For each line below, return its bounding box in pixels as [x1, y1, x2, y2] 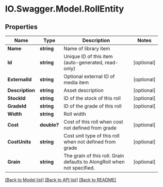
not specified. [64, 165, 95, 171]
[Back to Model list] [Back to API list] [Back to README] [5, 177, 116, 183]
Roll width [64, 110, 86, 117]
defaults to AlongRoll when [64, 158, 125, 165]
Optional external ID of [64, 73, 115, 79]
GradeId [7, 103, 27, 109]
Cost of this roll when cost [64, 119, 124, 125]
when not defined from [64, 139, 116, 145]
